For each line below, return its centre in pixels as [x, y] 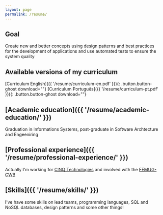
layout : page [18, 10]
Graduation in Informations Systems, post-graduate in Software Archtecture [82, 129]
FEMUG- [148, 169]
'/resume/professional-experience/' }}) [67, 158]
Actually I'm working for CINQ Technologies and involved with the [72, 169]
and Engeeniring [22, 134]
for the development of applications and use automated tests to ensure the [81, 51]
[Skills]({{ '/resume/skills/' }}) [52, 190]
